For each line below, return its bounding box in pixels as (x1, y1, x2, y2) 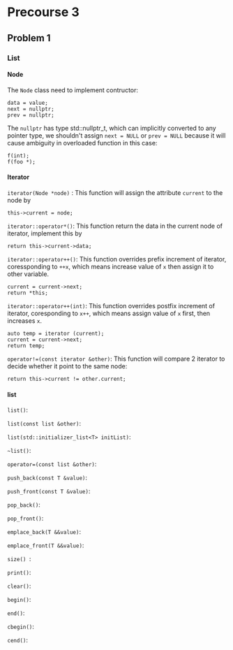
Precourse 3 (7, 4, 80, 20)
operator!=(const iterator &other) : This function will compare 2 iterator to (7, 354, 225, 363)
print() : (7, 568, 31, 577)
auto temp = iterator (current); (7, 330, 105, 337)
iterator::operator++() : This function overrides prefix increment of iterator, (7, 254, 227, 263)
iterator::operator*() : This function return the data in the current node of (7, 222, 223, 230)
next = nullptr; (7, 106, 54, 113)
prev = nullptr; (7, 111, 54, 119)
